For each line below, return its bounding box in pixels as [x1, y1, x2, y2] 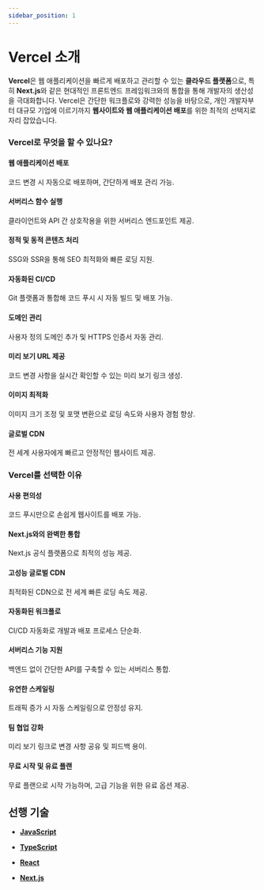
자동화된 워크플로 [8, 607, 62, 616]
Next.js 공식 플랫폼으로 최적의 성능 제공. [8, 548, 132, 558]
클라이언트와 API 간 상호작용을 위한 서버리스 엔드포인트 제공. [8, 215, 194, 225]
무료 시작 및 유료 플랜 [8, 761, 73, 771]
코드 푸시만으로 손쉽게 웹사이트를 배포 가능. [8, 509, 141, 519]
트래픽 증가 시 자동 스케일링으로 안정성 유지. [8, 703, 144, 713]
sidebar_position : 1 [8, 11, 77, 20]
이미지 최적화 [8, 390, 49, 400]
